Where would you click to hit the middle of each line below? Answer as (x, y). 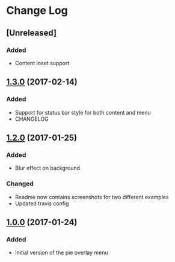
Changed (20, 184)
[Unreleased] (32, 33)
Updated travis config (42, 203)
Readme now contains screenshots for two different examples (92, 197)
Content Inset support (42, 63)
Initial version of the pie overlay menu (61, 253)
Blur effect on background (47, 168)
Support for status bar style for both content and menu (83, 112)
